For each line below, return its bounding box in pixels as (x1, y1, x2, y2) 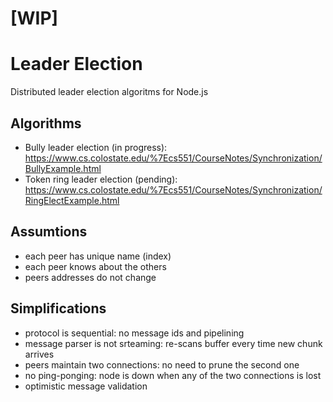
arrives (24, 348, 55, 360)
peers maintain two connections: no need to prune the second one (24, 358, 300, 371)
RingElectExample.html (24, 194, 120, 206)
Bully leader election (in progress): (24, 141, 168, 153)
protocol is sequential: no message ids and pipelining (24, 327, 245, 339)
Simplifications (10, 300, 107, 317)
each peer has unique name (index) (24, 250, 172, 262)
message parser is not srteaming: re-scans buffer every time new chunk (24, 337, 323, 349)
